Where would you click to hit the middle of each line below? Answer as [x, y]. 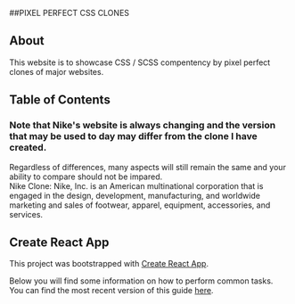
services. [26, 214]
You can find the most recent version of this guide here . [111, 291]
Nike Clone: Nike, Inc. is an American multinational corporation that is [136, 185]
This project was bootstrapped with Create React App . [109, 264]
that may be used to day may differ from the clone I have [134, 136]
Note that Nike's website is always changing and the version [143, 126]
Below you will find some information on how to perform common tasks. [141, 281]
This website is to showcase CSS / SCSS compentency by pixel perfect [140, 62]
